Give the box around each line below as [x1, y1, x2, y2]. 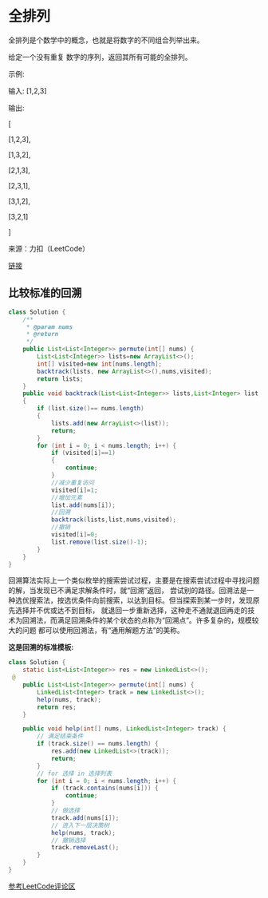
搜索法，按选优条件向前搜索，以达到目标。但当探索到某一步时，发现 [29, 595, 253, 605]
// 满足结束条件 [37, 732, 84, 741]
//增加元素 [50, 493, 82, 501]
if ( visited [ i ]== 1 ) [50, 449, 116, 457]
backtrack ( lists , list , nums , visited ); [50, 516, 177, 524]
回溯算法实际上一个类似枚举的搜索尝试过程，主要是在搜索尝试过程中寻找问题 [8, 576, 260, 585]
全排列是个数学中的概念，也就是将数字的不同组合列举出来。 [8, 35, 204, 45]
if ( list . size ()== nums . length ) [37, 405, 145, 413]
